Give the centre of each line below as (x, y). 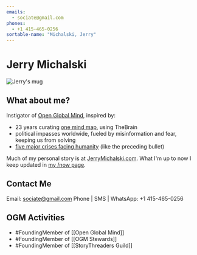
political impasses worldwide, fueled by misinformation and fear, (96, 133)
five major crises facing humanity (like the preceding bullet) (90, 146)
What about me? (38, 101)
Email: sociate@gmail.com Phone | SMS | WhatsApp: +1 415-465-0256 (95, 198)
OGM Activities (36, 218)
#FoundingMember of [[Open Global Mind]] (70, 232)
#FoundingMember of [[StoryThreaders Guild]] (74, 245)
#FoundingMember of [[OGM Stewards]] (66, 239)
